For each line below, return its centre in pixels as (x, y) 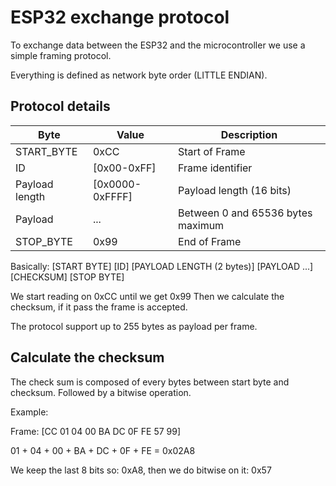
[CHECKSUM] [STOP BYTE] (67, 277)
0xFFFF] (112, 196)
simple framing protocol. (61, 55)
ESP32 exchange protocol (120, 17)
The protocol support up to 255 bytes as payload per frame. (134, 326)
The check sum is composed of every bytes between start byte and (150, 382)
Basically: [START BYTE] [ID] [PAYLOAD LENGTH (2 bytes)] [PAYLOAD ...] (162, 266)
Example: (29, 412)
